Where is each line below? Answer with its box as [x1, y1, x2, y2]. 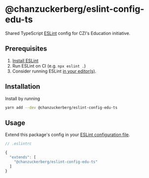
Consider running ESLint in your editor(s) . [12, 68, 97, 74]
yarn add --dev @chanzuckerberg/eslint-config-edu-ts [5, 105, 118, 110]
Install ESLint [12, 58, 39, 64]
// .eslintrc [5, 142, 32, 146]
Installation [5, 82, 40, 91]
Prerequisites [5, 44, 47, 53]
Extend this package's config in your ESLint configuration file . [5, 132, 130, 138]
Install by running [5, 95, 40, 102]
